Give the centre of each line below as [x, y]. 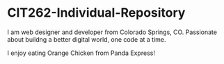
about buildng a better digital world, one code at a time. [87, 39]
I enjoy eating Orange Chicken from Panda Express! [81, 53]
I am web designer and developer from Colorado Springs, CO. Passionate [112, 32]
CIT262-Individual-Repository [96, 13]
